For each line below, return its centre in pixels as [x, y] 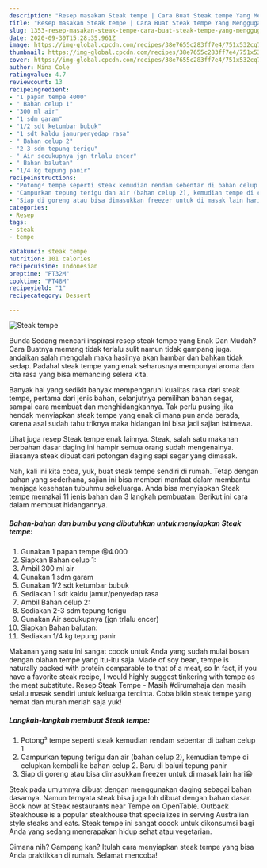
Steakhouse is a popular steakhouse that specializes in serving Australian [129, 814]
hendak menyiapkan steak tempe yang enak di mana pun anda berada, [125, 415]
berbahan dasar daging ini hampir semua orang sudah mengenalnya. [122, 447]
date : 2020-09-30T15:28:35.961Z [62, 38]
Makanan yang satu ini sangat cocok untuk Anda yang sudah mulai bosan [129, 651]
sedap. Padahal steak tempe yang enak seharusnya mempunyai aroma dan [132, 366]
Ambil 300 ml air [47, 568]
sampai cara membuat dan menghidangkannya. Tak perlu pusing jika [121, 407]
